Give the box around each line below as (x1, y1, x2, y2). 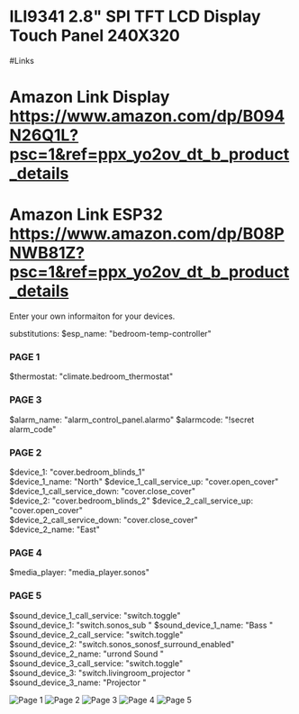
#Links (9, 55, 34, 66)
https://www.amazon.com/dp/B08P (9, 223, 285, 244)
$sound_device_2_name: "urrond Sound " (9, 648, 164, 659)
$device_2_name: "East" (9, 524, 101, 535)
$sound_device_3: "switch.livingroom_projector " (9, 667, 191, 678)
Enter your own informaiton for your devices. (9, 311, 176, 321)
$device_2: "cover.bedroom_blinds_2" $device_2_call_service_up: (9, 495, 254, 506)
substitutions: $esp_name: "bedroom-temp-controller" (9, 329, 212, 339)
